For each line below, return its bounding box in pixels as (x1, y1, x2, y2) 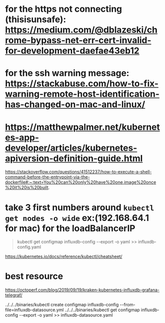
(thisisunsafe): (5, 14, 66, 25)
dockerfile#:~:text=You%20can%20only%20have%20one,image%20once (5, 179, 156, 185)
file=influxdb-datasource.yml (5, 307, 64, 313)
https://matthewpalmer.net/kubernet (5, 121, 160, 133)
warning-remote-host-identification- (5, 88, 160, 100)
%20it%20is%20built (5, 185, 49, 190)
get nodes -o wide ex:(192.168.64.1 (5, 212, 149, 223)
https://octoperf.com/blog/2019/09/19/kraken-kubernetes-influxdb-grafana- (5, 287, 160, 293)
